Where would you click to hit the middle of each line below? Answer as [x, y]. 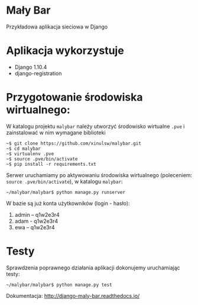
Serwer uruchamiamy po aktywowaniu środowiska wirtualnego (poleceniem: [99, 175]
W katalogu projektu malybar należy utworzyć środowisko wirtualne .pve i [95, 126]
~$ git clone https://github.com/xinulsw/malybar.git [74, 143]
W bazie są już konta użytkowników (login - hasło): [68, 203]
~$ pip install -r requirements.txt [51, 164]
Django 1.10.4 [31, 67]
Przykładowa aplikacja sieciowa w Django [57, 27]
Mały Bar [28, 10]
